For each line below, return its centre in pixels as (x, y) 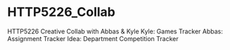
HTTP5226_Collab (62, 12)
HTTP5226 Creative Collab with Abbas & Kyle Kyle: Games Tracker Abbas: (115, 31)
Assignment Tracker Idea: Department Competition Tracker (93, 38)
